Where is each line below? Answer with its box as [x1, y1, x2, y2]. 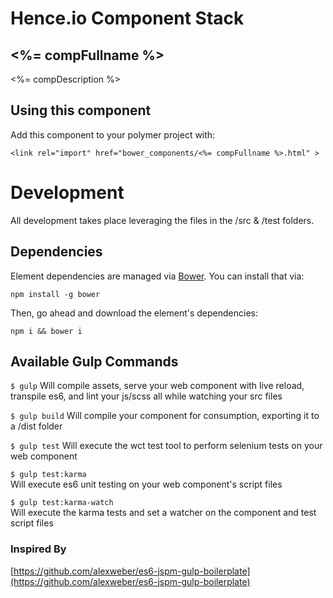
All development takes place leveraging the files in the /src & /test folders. [10, 214, 315, 226]
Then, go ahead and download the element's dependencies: [10, 307, 259, 319]
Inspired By [10, 542, 67, 556]
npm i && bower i [10, 326, 83, 336]
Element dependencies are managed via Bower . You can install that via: [10, 270, 305, 282]
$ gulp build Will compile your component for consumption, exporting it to [10, 410, 320, 422]
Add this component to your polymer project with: [10, 128, 216, 141]
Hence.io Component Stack [10, 7, 245, 30]
